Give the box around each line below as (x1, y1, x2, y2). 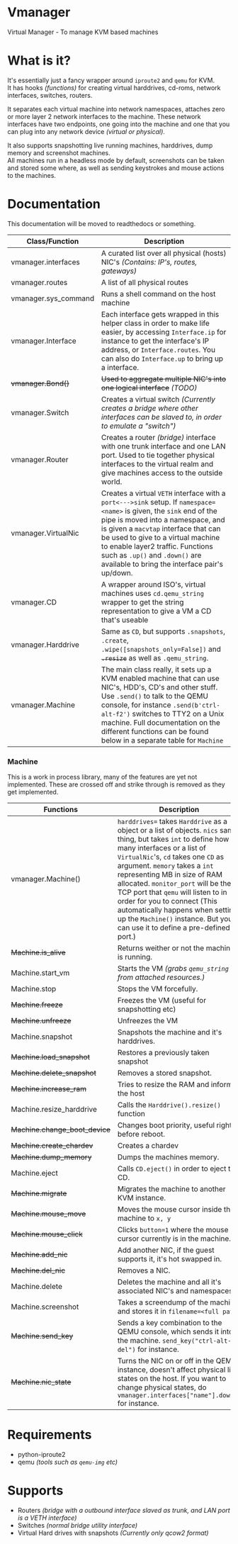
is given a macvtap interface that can (101, 524, 221, 534)
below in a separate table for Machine (101, 735, 224, 745)
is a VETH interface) (17, 1514, 77, 1522)
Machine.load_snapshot (11, 1052, 91, 1062)
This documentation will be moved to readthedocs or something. (7, 219, 196, 227)
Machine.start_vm (11, 968, 70, 978)
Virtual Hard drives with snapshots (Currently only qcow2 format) (17, 1528, 209, 1537)
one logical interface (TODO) (101, 383, 198, 393)
